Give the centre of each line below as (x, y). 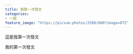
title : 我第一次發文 (23, 9)
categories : (17, 14)
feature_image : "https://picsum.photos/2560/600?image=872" (67, 23)
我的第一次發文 (20, 47)
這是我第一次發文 (22, 37)
